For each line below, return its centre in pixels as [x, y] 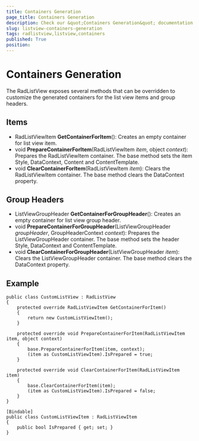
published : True [26, 39]
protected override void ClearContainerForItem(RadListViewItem [98, 370]
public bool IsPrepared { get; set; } [65, 428]
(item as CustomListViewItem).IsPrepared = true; [90, 355]
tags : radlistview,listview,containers [56, 34]
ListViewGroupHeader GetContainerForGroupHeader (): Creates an [98, 214]
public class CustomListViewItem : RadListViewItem [71, 417]
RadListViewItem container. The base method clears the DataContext [99, 175]
